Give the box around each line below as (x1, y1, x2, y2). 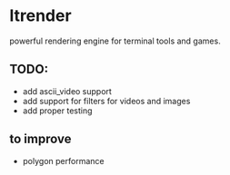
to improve (9, 131, 72, 147)
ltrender (9, 5, 72, 26)
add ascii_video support (22, 85, 112, 96)
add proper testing (22, 105, 93, 116)
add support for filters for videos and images (22, 95, 191, 106)
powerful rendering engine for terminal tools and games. (9, 35, 221, 46)
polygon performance (22, 155, 105, 166)
